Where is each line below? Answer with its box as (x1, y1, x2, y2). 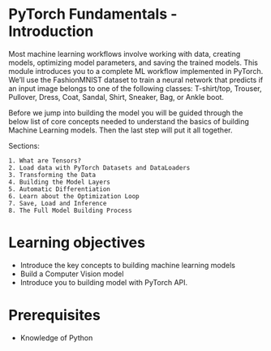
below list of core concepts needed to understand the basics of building (8, 116, 250, 126)
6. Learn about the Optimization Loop (8, 192, 140, 200)
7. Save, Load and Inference (8, 199, 107, 207)
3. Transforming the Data (8, 171, 96, 179)
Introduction (8, 22, 94, 41)
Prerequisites (8, 306, 101, 325)
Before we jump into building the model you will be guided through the (8, 107, 243, 118)
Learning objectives (8, 233, 146, 252)
